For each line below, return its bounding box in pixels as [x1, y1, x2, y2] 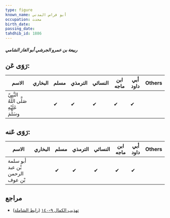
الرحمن [8, 170, 24, 177]
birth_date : [5, 21, 30, 27]
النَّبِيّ [8, 91, 19, 98]
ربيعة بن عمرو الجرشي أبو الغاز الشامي [5, 47, 77, 53]
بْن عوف [8, 176, 26, 184]
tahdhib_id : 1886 [5, 31, 42, 36]
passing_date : [5, 26, 35, 31]
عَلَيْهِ [8, 104, 17, 111]
